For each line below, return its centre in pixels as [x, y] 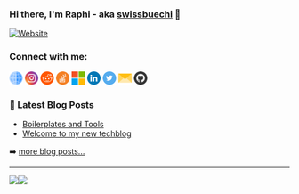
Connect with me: [48, 57]
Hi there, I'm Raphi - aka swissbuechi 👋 [95, 14]
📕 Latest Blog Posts [52, 104]
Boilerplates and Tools [63, 124]
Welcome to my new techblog [77, 133]
